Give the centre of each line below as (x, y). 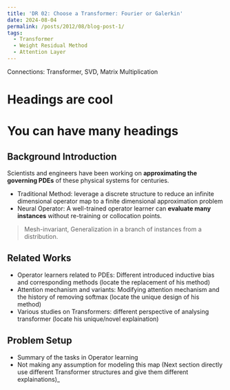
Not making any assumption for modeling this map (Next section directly (119, 364)
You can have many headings (93, 131)
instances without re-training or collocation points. (89, 216)
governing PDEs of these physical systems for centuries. (88, 181)
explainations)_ (39, 379)
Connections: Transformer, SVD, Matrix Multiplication (83, 71)
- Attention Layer (40, 52)
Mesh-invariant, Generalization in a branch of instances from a (113, 229)
